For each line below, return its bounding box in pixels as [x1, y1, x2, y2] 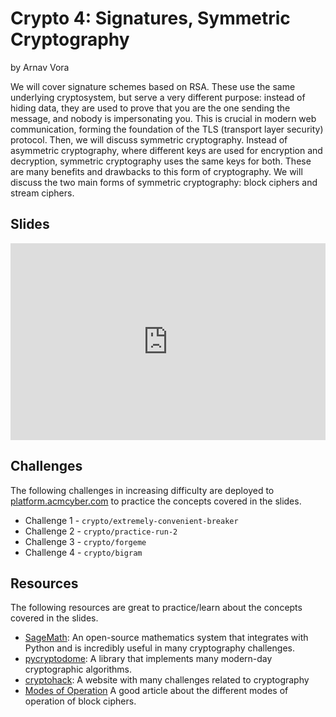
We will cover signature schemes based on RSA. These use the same [10, 80, 296, 92]
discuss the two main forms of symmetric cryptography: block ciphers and [10, 176, 318, 188]
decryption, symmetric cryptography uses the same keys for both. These [10, 155, 312, 167]
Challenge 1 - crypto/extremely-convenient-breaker [24, 514, 239, 526]
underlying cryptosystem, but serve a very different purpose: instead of [10, 91, 306, 103]
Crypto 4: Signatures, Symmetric [10, 7, 291, 30]
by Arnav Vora [10, 61, 70, 73]
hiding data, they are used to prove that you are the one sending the [10, 102, 291, 114]
